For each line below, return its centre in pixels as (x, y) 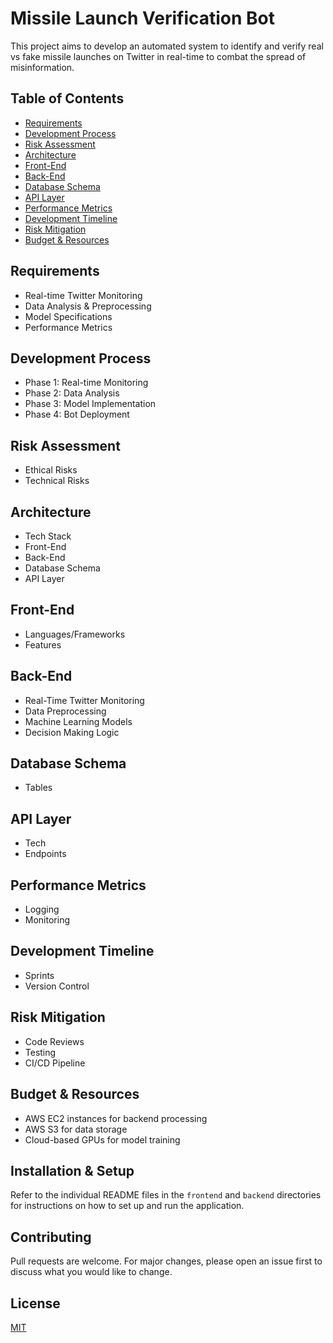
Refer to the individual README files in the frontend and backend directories (166, 1195)
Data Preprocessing (65, 711)
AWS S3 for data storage (76, 1129)
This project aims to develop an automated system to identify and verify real (167, 46)
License (35, 1303)
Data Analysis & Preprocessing (88, 306)
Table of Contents (67, 98)
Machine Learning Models (78, 721)
